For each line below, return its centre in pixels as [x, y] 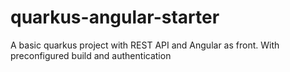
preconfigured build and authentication [91, 55]
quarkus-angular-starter [115, 17]
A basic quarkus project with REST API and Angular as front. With [145, 45]
